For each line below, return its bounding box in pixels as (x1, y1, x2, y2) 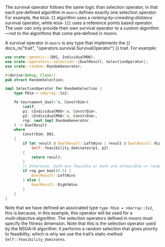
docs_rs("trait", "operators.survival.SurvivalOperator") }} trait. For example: (5, 45, 157, 51)
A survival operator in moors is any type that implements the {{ (5, 40, 130, 46)
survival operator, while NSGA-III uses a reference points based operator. (5, 20, 153, 26)
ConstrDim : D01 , (23, 132, 56, 137)
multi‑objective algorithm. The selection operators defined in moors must (5, 215, 153, 221)
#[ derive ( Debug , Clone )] (5, 72, 56, 78)
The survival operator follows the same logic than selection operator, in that (5, 4, 158, 10)
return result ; (31, 155, 63, 160)
